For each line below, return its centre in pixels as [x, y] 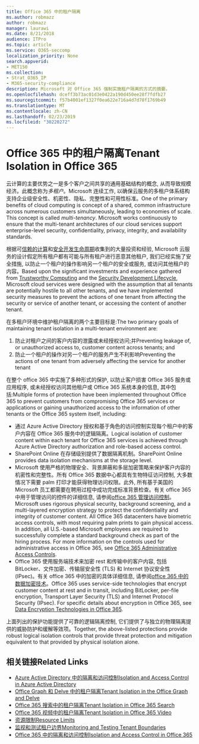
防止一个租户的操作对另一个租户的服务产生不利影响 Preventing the [95, 355]
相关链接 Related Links [47, 662]
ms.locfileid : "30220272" [38, 122]
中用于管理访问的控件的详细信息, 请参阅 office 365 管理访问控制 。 [95, 497]
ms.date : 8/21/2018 [30, 34]
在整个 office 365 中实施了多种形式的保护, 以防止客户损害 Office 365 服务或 [99, 380]
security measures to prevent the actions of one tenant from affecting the [96, 297]
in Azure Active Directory [45, 684]
